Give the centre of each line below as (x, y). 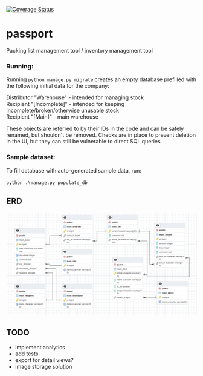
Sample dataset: (31, 157)
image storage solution (43, 366)
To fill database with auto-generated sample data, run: (74, 170)
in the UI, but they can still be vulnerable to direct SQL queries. (84, 142)
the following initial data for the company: (58, 86)
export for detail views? (44, 360)
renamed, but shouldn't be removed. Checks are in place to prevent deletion (101, 135)
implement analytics (40, 347)
